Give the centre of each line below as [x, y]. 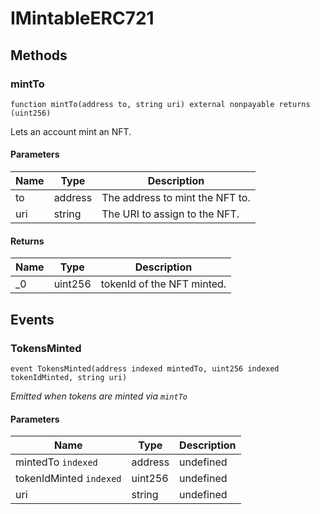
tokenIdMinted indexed [68, 479]
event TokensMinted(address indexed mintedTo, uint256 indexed [145, 368]
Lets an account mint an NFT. [71, 131]
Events [32, 319]
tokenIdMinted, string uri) [69, 377]
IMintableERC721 [82, 18]
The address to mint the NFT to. [176, 198]
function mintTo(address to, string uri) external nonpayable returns [160, 104]
